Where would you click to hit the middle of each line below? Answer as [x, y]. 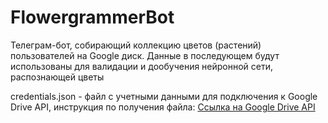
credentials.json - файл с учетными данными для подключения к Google [164, 96]
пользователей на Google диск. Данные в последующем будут [145, 55]
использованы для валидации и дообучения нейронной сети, [142, 66]
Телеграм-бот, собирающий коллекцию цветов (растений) [136, 45]
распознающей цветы [57, 77]
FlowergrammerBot [92, 17]
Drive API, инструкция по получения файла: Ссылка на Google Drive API [163, 107]
